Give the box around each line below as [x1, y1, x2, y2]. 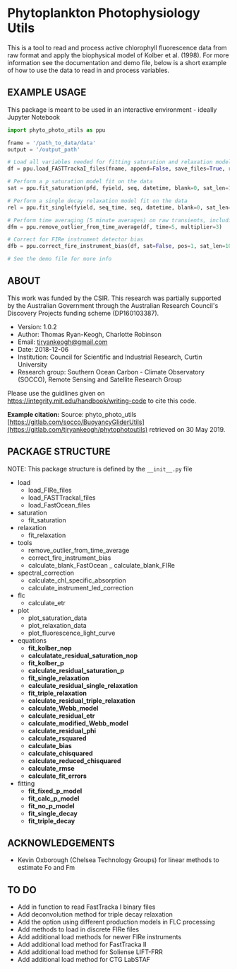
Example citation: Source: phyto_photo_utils [7, 410, 137, 418]
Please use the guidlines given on [7, 389, 105, 397]
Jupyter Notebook [7, 113, 61, 121]
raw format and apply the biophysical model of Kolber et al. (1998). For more [7, 51, 229, 59]
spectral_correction [17, 568, 75, 577]
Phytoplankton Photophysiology [7, 5, 201, 21]
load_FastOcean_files [28, 500, 90, 509]
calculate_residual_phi [28, 726, 97, 735]
